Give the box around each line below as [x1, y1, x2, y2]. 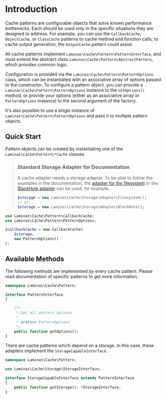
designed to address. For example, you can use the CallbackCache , [5, 30, 142, 36]
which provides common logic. [5, 61, 68, 67]
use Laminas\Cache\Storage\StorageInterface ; [5, 367, 101, 372]
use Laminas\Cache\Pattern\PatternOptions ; [5, 218, 97, 223]
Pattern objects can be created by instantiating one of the [5, 146, 123, 152]
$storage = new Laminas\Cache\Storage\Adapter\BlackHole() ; [17, 204, 145, 209]
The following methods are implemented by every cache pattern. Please [5, 268, 153, 274]
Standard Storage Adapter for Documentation [17, 163, 130, 170]
